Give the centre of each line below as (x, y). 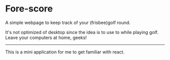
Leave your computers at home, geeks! (46, 37)
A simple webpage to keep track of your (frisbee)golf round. (68, 22)
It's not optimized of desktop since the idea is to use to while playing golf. (82, 32)
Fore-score (29, 9)
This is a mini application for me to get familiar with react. (65, 52)
